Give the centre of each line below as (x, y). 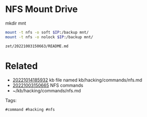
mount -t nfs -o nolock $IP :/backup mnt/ (49, 37)
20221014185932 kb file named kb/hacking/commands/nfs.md (77, 80)
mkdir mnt (16, 23)
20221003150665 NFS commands (48, 85)
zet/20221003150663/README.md (37, 46)
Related (21, 66)
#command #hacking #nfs (30, 109)
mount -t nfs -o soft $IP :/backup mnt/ (47, 32)
